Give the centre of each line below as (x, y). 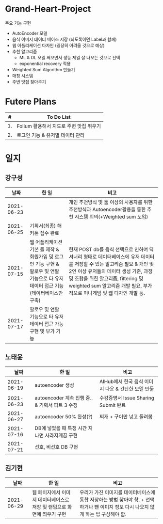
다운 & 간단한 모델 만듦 (130, 389)
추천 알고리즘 (24, 51)
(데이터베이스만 (46, 293)
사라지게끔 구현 (61, 435)
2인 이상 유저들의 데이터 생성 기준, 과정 (111, 271)
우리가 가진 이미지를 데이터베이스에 (117, 492)
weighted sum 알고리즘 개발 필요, (105, 286)
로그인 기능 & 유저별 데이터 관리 (51, 135)
